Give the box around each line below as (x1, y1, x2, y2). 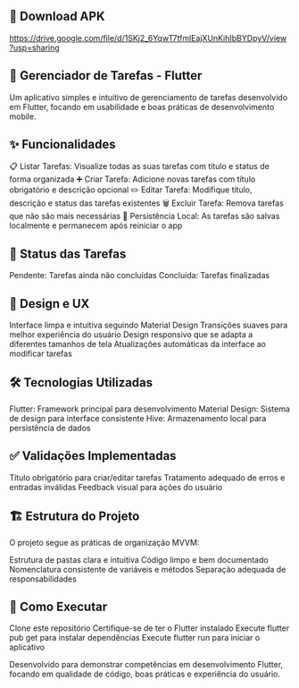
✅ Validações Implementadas (9, 448, 177, 463)
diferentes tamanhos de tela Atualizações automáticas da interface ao (9, 339, 266, 350)
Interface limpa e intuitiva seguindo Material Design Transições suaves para (9, 319, 288, 331)
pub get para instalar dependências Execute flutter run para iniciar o (9, 633, 261, 643)
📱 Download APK (9, 9, 105, 24)
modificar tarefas (9, 348, 73, 359)
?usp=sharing (9, 42, 60, 53)
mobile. (9, 111, 37, 122)
